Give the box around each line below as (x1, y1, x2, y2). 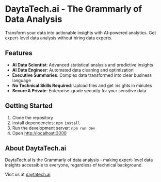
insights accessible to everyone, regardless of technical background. (5, 162, 143, 168)
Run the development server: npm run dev (12, 125, 96, 131)
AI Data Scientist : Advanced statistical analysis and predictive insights (12, 62, 154, 67)
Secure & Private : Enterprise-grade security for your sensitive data (12, 87, 146, 93)
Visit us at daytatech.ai (5, 171, 51, 178)
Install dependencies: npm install (12, 120, 80, 126)
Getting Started (5, 102, 53, 110)
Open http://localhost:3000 (12, 130, 67, 136)
